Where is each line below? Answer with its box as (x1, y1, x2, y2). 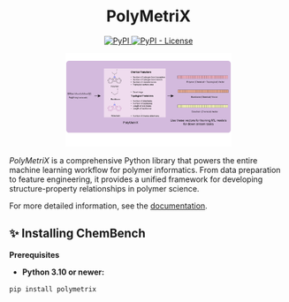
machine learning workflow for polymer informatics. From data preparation (9, 164, 281, 175)
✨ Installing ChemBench (9, 226, 146, 241)
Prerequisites (9, 249, 60, 260)
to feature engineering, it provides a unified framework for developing (9, 174, 263, 185)
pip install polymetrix (9, 284, 97, 293)
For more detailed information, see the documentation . (9, 200, 208, 211)
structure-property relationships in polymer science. (9, 183, 200, 193)
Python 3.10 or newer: (21, 267, 104, 277)
